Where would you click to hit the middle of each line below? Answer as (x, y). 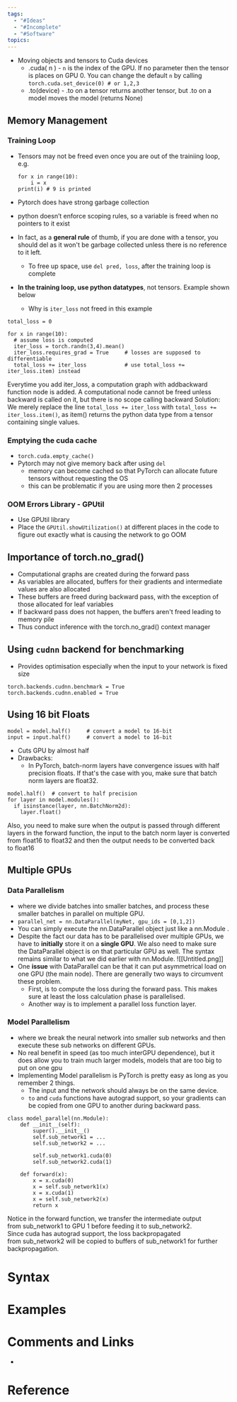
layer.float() (41, 812)
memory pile (36, 619)
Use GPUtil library (44, 520)
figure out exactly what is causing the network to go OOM (102, 535)
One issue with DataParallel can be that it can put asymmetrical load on (122, 966)
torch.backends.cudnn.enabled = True (63, 693)
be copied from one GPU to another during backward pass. (115, 1105)
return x (46, 1205)
